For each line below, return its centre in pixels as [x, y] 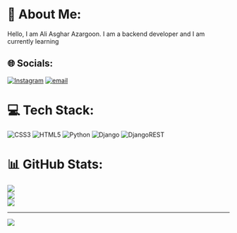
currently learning [33, 41]
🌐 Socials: [30, 64]
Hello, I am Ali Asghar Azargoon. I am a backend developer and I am [106, 34]
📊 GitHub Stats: [55, 164]
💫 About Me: [44, 14]
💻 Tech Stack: [51, 110]
